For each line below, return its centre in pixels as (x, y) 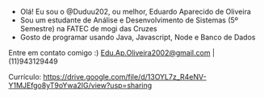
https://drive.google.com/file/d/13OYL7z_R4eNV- (125, 77)
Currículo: (25, 77)
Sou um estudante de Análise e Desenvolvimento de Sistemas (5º (129, 20)
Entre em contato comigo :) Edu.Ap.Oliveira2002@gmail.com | (112, 53)
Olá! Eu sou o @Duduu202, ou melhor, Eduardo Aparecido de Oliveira (136, 12)
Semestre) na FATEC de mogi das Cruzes (88, 29)
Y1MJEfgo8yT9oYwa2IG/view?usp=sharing (80, 85)
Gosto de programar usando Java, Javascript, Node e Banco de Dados (138, 37)
